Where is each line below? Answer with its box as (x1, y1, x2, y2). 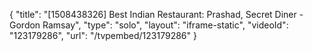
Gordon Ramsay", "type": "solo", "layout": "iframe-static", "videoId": (9, 19, 289, 31)
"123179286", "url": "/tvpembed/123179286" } (9, 30, 197, 41)
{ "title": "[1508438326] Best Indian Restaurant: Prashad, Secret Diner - (9, 9, 304, 20)
